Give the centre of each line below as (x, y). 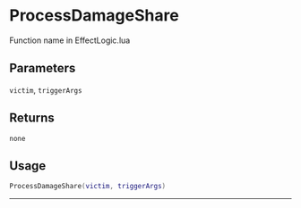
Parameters (43, 68)
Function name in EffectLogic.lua (70, 40)
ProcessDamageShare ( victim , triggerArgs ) (88, 187)
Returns (32, 118)
